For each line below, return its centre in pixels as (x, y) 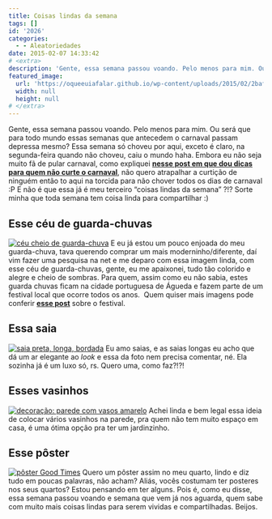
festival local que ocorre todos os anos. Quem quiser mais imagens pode (131, 294)
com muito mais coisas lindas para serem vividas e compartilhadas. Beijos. (133, 507)
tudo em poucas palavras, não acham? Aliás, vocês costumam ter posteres (134, 481)
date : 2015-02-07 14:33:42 (54, 53)
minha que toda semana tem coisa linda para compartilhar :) (108, 198)
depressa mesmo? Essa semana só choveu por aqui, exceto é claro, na (127, 147)
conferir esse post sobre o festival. (67, 303)
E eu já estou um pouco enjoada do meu (178, 243)
